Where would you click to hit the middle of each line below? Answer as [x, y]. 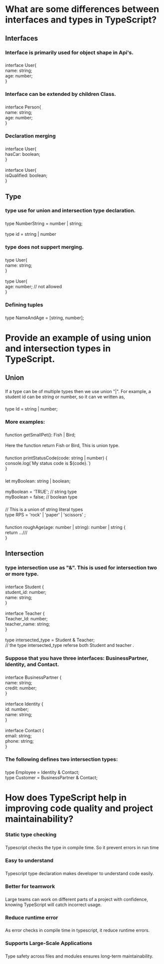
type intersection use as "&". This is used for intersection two [81, 568]
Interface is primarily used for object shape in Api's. [69, 52]
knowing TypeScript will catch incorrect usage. [54, 905]
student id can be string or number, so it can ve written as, [65, 397]
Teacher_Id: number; [27, 619]
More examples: [25, 422]
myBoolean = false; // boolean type [41, 497]
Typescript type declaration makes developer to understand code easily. [80, 873]
